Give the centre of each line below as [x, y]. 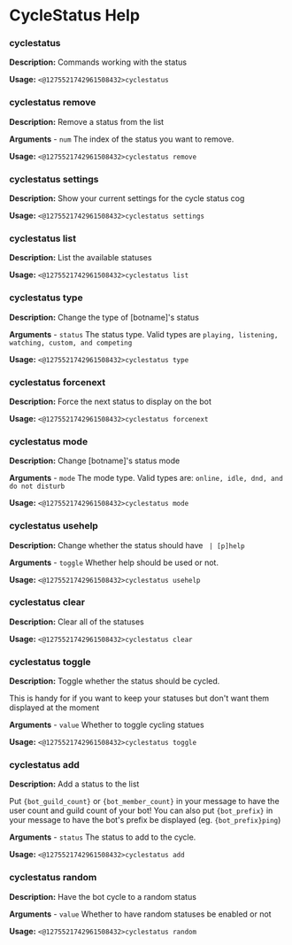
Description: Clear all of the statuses [77, 622]
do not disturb [37, 487]
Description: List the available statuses [81, 258]
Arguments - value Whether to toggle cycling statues [107, 725]
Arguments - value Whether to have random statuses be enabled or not [140, 914]
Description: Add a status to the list [74, 784]
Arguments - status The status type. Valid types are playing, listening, [144, 334]
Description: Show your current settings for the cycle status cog [127, 198]
